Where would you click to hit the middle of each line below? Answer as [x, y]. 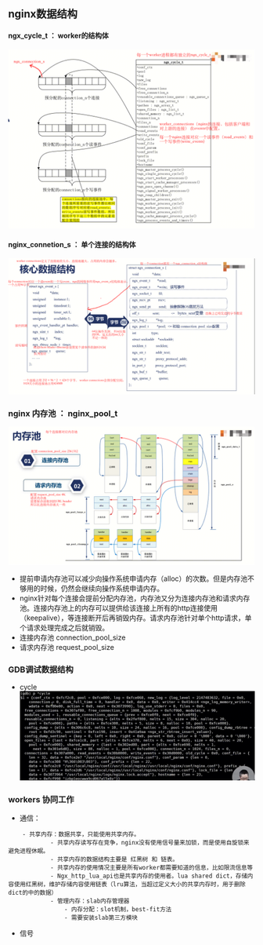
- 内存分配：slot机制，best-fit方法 [118, 910]
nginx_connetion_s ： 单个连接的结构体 [72, 245]
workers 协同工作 [41, 800]
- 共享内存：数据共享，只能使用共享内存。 [81, 834]
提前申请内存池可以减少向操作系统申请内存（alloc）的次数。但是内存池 [133, 578]
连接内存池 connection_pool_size [72, 637]
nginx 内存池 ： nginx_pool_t [63, 414]
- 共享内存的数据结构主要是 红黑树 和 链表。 [114, 859]
